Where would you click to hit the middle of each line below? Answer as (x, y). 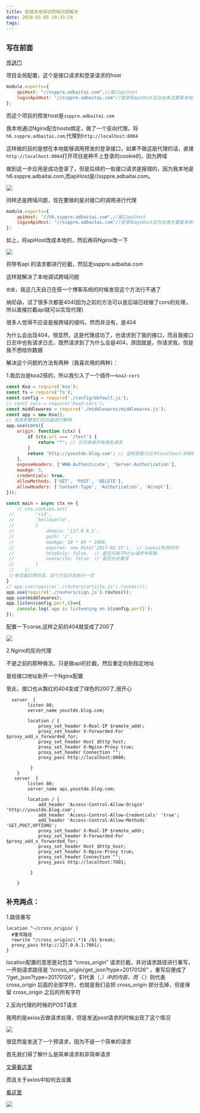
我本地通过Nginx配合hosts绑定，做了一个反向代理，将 (72, 128)
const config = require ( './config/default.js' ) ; (68, 398)
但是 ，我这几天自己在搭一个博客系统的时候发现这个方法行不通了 (84, 289)
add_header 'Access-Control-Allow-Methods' (93, 821)
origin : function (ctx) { (49, 431)
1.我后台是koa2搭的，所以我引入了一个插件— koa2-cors (73, 376)
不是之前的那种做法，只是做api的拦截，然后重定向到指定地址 (80, 663)
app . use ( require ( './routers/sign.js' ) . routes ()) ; (69, 592)
